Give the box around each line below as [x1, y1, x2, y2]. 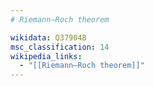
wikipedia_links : [10, 51, 83, 61]
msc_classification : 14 [10, 42, 110, 52]
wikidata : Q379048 [10, 32, 87, 43]
